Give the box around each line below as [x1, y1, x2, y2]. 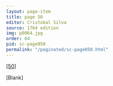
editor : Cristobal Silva [6, 19, 67, 25]
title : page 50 [6, 14, 43, 20]
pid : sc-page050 [6, 42, 46, 47]
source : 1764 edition [6, 25, 59, 31]
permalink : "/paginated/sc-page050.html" [6, 47, 109, 53]
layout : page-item [6, 8, 51, 15]
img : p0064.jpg [6, 30, 43, 36]
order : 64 [6, 36, 30, 42]
